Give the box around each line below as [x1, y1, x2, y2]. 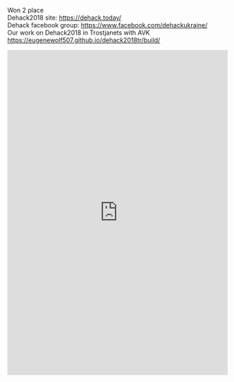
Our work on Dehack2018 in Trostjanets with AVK [7, 28, 150, 37]
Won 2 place [7, 6, 44, 14]
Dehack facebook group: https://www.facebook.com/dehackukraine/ [7, 21, 208, 29]
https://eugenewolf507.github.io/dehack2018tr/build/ [7, 36, 161, 44]
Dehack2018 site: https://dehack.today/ [7, 13, 122, 22]
